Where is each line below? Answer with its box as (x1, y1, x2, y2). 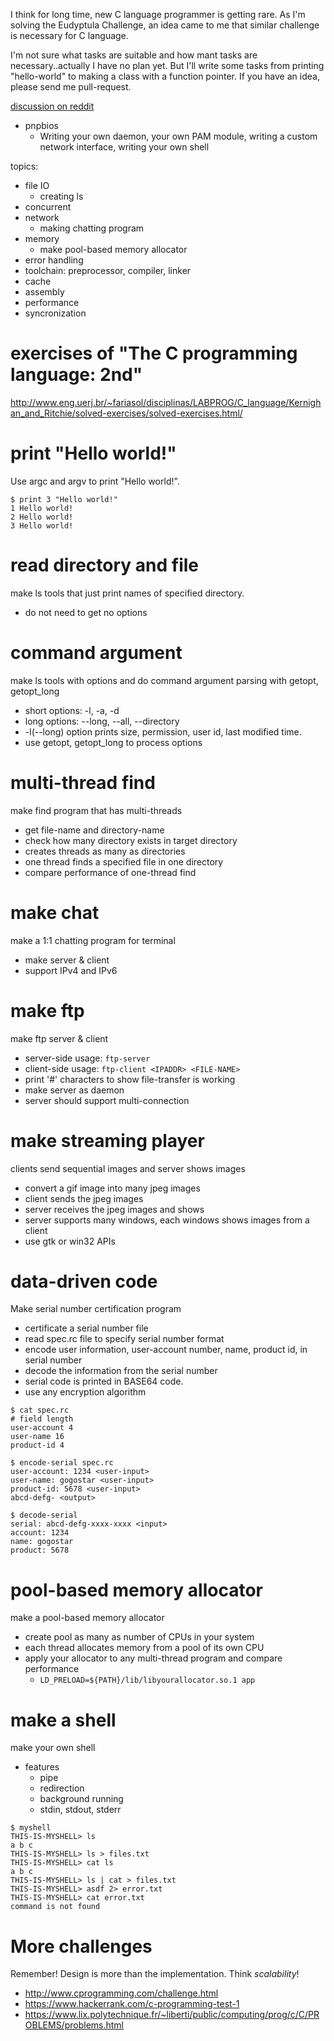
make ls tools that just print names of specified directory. (10, 587, 245, 599)
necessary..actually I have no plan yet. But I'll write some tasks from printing (10, 60, 325, 71)
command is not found (10, 1902, 101, 1912)
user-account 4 (10, 1423, 74, 1433)
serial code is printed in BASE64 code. (24, 1375, 184, 1388)
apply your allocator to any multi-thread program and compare (24, 1652, 283, 1664)
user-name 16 (10, 1432, 65, 1442)
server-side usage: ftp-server (24, 1052, 151, 1064)
